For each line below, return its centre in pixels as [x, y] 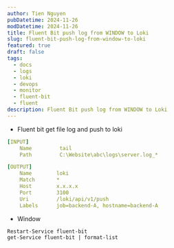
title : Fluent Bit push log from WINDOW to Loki [78, 33]
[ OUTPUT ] [20, 167]
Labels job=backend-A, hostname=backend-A [89, 205]
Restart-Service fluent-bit [47, 231]
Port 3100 [44, 193]
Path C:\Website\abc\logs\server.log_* [89, 155]
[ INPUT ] [18, 142]
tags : [15, 59]
